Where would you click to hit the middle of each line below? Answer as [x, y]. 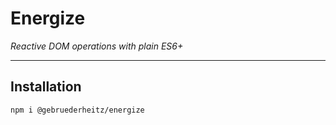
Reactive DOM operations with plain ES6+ [97, 46]
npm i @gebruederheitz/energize [77, 110]
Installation [46, 87]
